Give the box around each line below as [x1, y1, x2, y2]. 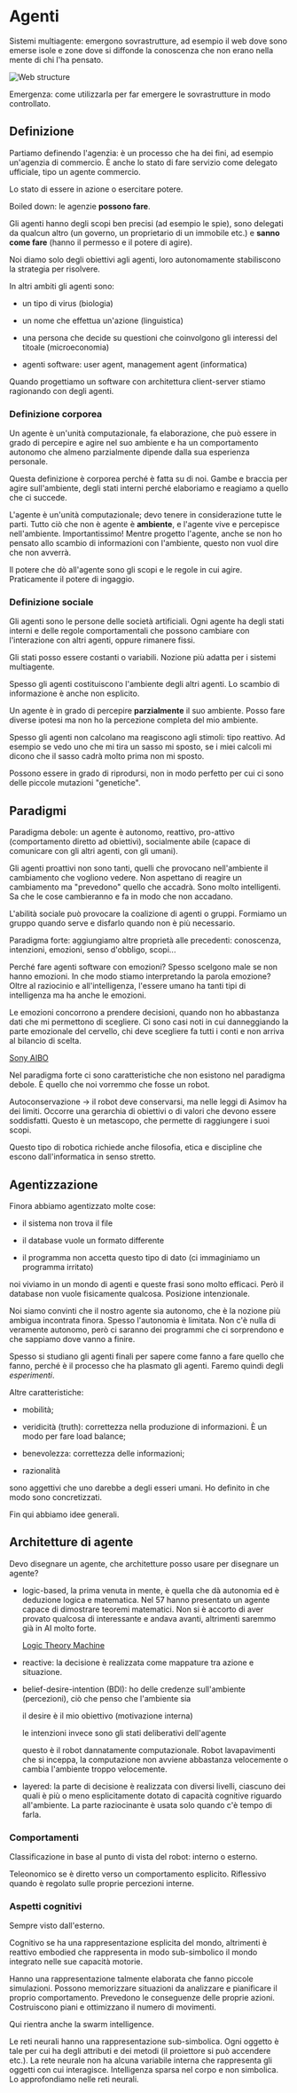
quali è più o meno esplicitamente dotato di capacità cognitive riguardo [21, 1790, 282, 1801]
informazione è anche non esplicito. [9, 688, 140, 699]
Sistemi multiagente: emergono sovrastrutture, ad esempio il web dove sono [9, 36, 288, 46]
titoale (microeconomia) [21, 342, 110, 352]
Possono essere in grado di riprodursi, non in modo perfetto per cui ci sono [9, 768, 284, 778]
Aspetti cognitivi [9, 1900, 82, 1912]
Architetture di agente [9, 1535, 134, 1550]
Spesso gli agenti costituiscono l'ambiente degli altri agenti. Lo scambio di [9, 679, 280, 690]
